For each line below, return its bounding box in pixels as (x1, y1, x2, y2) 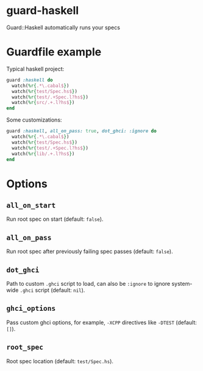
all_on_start (6, 201, 56, 210)
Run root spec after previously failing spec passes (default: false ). (6, 248, 173, 255)
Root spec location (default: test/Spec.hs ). (6, 357, 114, 365)
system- (171, 280, 193, 287)
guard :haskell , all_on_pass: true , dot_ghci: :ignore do (6, 128, 157, 134)
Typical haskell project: (6, 65, 65, 72)
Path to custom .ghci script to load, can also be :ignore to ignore (6, 280, 171, 287)
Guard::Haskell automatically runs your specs (6, 24, 121, 31)
